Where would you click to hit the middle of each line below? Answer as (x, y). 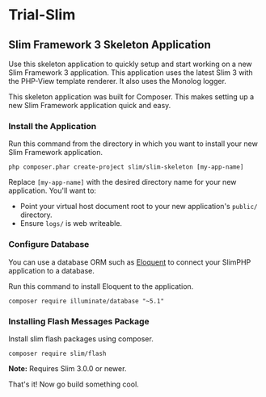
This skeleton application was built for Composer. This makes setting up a (131, 97)
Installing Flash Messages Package (79, 321)
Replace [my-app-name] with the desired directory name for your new (122, 182)
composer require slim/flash (57, 353)
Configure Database (49, 244)
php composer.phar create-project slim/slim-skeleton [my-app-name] (126, 167)
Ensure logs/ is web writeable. (71, 224)
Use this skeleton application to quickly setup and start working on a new (130, 64)
